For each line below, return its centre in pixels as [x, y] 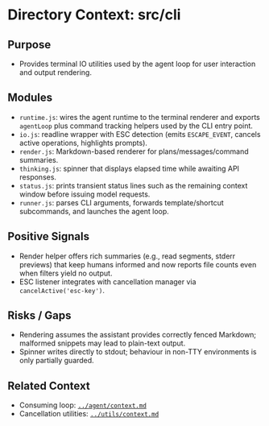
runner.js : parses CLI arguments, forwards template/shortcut [122, 202]
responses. [38, 177]
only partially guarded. [56, 361]
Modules [30, 98]
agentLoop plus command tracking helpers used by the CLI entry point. [136, 126]
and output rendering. [55, 72]
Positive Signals [49, 236]
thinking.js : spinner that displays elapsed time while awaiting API [129, 168]
